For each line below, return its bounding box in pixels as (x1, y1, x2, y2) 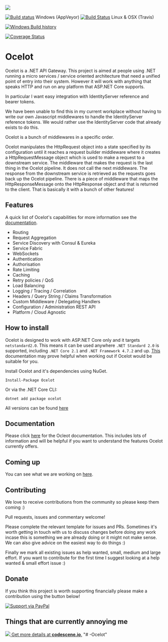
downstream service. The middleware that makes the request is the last (5, 159, 153, 165)
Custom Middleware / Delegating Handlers (12, 298, 101, 304)
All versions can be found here (5, 405, 69, 411)
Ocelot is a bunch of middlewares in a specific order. (5, 134, 114, 140)
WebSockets (12, 251, 39, 257)
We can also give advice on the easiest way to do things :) (5, 540, 125, 546)
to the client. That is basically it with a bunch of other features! (5, 186, 134, 192)
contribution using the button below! (5, 593, 80, 599)
